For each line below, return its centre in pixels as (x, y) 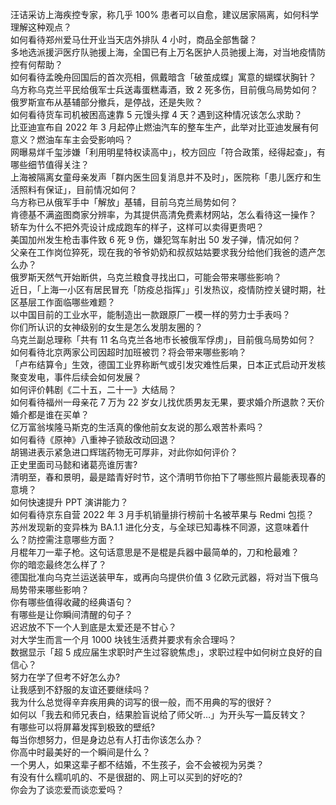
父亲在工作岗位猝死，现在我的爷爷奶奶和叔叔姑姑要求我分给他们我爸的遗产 (163, 252)
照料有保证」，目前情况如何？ (78, 189)
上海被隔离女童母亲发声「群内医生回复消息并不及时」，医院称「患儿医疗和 (161, 177)
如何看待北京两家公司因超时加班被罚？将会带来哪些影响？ (128, 352)
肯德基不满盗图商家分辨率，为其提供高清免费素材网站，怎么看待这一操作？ (163, 214)
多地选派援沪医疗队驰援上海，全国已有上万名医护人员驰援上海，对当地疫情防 (168, 52)
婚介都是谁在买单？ (50, 414)
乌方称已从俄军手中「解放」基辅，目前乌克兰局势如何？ (124, 202)
